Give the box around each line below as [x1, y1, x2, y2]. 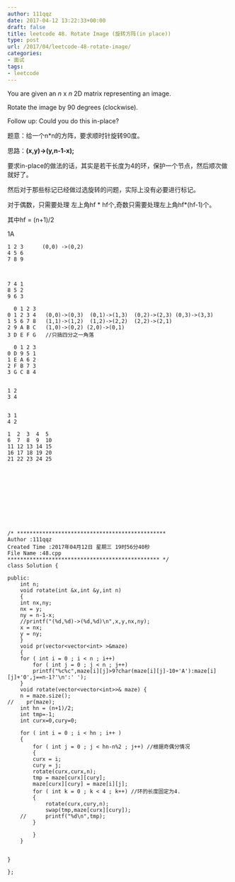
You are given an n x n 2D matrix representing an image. [7, 89, 171, 98]
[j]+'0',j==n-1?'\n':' [7, 674, 74, 681]
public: [7, 575, 30, 582]
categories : [7, 50, 42, 57]
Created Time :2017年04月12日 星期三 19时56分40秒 [7, 543, 150, 550]
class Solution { [7, 562, 59, 569]
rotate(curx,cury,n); [45, 800, 110, 808]
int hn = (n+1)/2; [20, 704, 74, 712]
